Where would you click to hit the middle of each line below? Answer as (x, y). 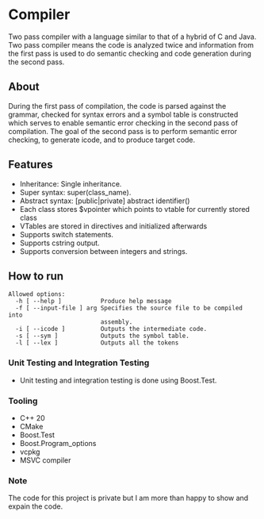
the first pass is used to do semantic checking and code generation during (130, 53)
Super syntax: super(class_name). (75, 192)
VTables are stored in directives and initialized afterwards (113, 226)
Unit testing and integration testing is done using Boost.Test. (118, 380)
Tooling (23, 401)
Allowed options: (37, 294)
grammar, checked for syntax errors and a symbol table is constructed (123, 114)
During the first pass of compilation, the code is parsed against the (117, 106)
